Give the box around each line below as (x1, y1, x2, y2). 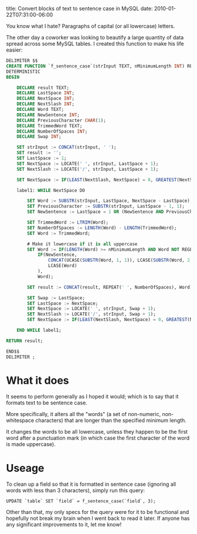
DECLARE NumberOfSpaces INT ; (16, 129, 88, 134)
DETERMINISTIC (6, 69, 41, 75)
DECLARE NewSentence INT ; (16, 111, 80, 118)
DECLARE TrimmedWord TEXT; (16, 123, 83, 129)
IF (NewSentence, (37, 252, 77, 258)
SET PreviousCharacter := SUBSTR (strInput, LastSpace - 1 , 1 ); (27, 204, 185, 209)
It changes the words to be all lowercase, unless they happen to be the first (6, 428, 188, 435)
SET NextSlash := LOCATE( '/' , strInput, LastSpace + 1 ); (16, 166, 159, 172)
